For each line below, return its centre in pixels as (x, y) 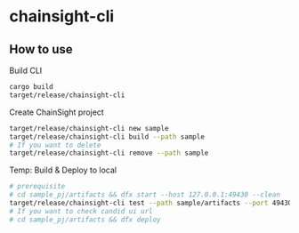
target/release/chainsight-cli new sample (89, 128)
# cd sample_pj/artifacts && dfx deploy (85, 220)
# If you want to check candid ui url (81, 211)
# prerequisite (37, 187)
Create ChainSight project (57, 112)
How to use (41, 49)
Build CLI (26, 70)
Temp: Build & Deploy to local (63, 170)
